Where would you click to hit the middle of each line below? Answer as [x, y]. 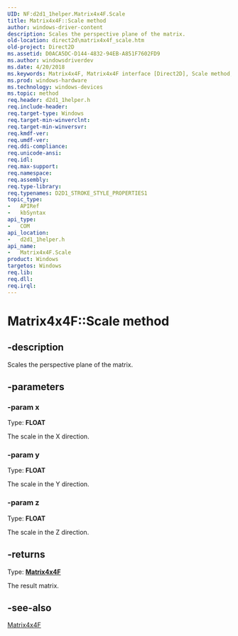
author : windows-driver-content [55, 27]
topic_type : [25, 200]
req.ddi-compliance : [38, 147]
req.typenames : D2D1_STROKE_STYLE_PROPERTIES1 [77, 193]
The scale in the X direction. [49, 436]
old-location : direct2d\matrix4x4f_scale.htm [76, 41]
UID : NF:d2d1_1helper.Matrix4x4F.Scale [66, 14]
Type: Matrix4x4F [34, 572]
